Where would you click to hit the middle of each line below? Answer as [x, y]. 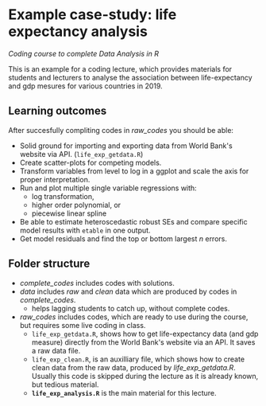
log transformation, [63, 196]
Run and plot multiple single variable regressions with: [108, 188]
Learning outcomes [58, 111]
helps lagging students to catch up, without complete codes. [131, 308]
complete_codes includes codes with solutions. [97, 283]
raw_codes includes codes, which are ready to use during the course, [134, 317]
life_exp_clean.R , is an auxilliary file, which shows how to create [138, 359]
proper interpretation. [55, 179]
